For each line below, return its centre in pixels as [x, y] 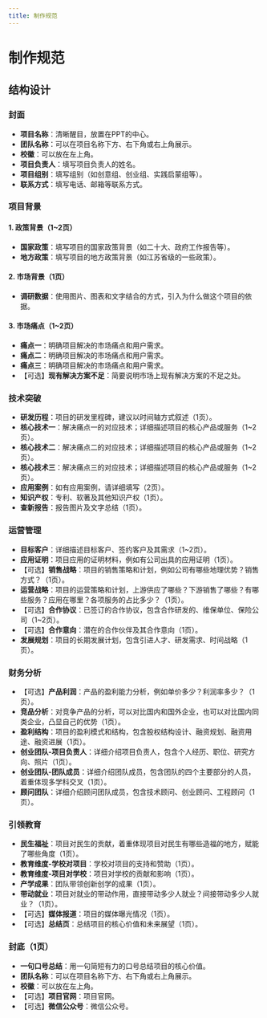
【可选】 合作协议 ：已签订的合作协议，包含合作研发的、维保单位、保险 [136, 609]
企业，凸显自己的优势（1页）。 [76, 721]
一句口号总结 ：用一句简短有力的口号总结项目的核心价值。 [115, 966]
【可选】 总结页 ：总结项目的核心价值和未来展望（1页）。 [111, 924]
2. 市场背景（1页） [39, 277]
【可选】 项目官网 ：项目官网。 [69, 996]
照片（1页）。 [55, 761]
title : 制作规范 [33, 16]
